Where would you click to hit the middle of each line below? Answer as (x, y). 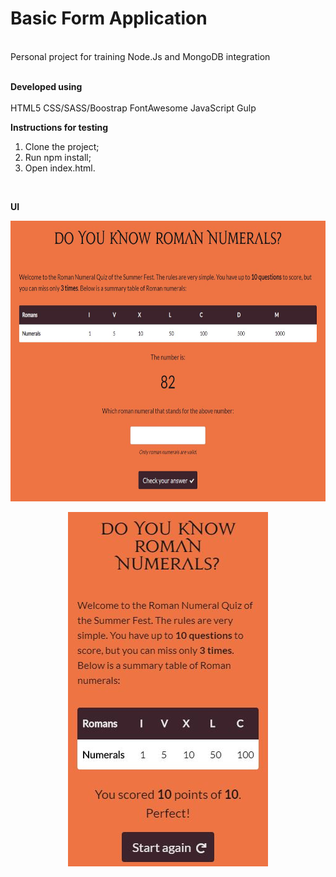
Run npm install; (58, 157)
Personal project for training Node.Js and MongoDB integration (140, 56)
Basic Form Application (109, 18)
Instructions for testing (59, 127)
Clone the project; (62, 146)
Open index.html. (60, 168)
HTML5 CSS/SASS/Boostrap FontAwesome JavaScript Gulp (133, 108)
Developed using (46, 86)
